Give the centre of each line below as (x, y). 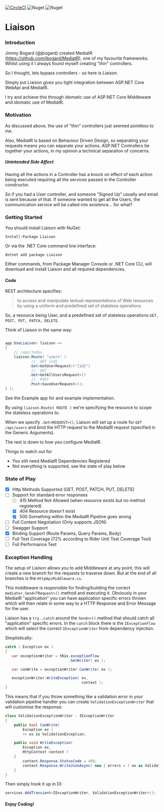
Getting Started (24, 217)
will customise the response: (34, 707)
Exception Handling (29, 557)
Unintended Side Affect (29, 162)
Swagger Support (30, 527)
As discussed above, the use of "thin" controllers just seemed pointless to (79, 126)
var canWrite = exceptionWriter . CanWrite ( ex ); (62, 669)
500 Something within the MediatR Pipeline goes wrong (75, 517)
